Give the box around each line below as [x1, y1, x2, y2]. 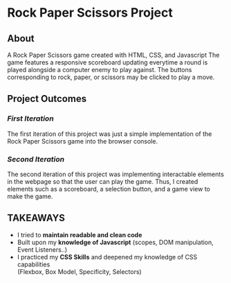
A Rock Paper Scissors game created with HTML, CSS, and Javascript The [7, 51, 220, 59]
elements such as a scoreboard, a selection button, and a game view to [7, 185, 211, 193]
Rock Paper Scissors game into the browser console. [7, 137, 158, 145]
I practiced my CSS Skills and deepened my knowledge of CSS [17, 252, 198, 261]
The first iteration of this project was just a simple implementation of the [7, 130, 212, 138]
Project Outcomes [7, 93, 87, 105]
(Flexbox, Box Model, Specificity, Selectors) [17, 267, 142, 275]
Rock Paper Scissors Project [7, 5, 173, 21]
